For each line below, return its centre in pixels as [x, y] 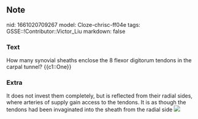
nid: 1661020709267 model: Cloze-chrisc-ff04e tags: [74, 24]
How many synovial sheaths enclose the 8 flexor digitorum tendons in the [99, 60]
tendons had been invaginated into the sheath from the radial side [89, 110]
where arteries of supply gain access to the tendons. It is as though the [96, 103]
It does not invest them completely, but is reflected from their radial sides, [100, 96]
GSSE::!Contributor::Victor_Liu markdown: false [66, 31]
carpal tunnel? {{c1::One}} [39, 67]
